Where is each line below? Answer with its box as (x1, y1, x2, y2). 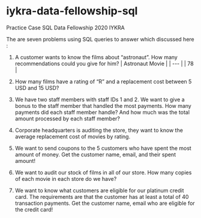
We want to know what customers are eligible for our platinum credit (14, 187, 184, 194)
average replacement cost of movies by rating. (14, 133, 131, 140)
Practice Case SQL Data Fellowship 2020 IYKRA (6, 24, 125, 31)
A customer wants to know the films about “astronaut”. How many (14, 53, 178, 60)
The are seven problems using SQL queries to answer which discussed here (6, 35, 195, 43)
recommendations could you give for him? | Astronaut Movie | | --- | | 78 (14, 60, 194, 67)
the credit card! (14, 205, 53, 213)
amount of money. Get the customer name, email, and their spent (14, 151, 176, 158)
